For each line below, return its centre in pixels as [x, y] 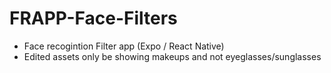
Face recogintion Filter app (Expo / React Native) [124, 46]
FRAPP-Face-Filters [93, 18]
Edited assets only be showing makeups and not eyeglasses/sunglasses [172, 56]
